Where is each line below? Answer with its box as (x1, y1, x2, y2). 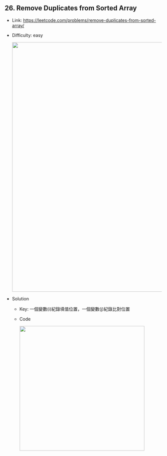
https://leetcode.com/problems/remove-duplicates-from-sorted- (23, 17, 157, 23)
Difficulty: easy (11, 32, 43, 38)
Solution (11, 295, 29, 301)
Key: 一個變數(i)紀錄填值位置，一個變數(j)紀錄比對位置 (19, 306, 130, 312)
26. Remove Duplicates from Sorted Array (4, 4, 137, 12)
